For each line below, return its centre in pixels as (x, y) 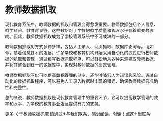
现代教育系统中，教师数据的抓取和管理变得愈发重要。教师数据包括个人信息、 (81, 24)
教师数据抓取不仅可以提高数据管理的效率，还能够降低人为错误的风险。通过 (79, 75)
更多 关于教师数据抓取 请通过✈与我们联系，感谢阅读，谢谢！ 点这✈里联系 (78, 114)
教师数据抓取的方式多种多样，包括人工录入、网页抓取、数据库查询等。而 (77, 46)
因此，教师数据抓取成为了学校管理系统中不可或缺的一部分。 (73, 36)
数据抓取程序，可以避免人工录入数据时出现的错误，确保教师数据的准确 (88, 81)
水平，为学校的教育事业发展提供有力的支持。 (58, 103)
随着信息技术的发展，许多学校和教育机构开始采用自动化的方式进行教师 (83, 53)
